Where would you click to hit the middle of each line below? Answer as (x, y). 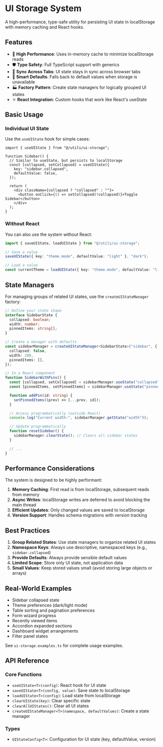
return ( (18, 186)
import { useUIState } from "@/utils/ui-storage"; (57, 148)
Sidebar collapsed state (36, 600)
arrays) (19, 573)
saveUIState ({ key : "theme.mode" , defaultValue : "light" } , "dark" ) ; (77, 257)
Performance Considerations (50, 468)
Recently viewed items (34, 620)
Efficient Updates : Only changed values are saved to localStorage (78, 510)
